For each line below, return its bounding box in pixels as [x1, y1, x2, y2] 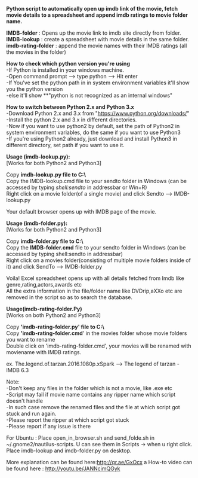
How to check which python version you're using [6, 60, 130, 67]
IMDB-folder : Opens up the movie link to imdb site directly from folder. [6, 29, 181, 36]
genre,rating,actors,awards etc [6, 281, 82, 288]
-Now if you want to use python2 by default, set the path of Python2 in [6, 123, 180, 129]
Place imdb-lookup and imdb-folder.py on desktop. [6, 447, 132, 454]
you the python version [6, 86, 63, 92]
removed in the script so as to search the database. [6, 294, 133, 301]
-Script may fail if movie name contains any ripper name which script [6, 391, 176, 398]
